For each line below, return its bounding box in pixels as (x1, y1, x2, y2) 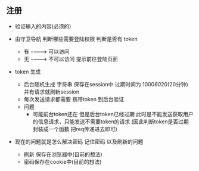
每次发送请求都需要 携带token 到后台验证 (23, 95, 125, 102)
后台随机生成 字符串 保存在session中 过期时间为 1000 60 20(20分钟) (23, 80, 189, 88)
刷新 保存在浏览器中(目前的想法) (23, 151, 102, 158)
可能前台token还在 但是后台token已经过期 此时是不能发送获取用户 (32, 110, 194, 117)
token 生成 (14, 68, 41, 75)
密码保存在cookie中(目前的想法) (23, 158, 102, 165)
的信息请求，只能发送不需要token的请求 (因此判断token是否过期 (32, 118, 189, 125)
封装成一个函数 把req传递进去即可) (32, 125, 118, 132)
